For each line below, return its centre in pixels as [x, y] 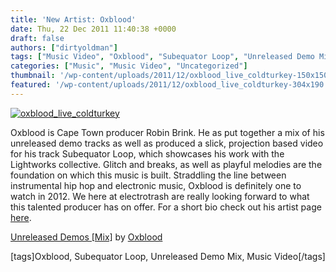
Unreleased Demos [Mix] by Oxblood [86, 237]
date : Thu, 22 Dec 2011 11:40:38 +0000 [93, 29]
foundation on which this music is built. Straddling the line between [148, 175]
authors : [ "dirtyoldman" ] [64, 47]
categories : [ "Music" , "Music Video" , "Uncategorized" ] [129, 66]
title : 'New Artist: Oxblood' [73, 19]
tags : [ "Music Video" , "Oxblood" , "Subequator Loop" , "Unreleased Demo [162, 57]
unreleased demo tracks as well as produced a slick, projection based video [167, 143]
